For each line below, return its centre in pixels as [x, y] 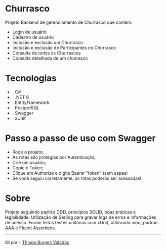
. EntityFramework [31, 102]
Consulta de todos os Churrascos [46, 53]
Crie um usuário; [29, 162]
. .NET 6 [21, 97]
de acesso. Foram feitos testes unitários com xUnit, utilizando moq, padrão [82, 222]
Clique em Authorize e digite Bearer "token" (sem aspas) [70, 173]
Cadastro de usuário [33, 37]
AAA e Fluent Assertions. [31, 228]
